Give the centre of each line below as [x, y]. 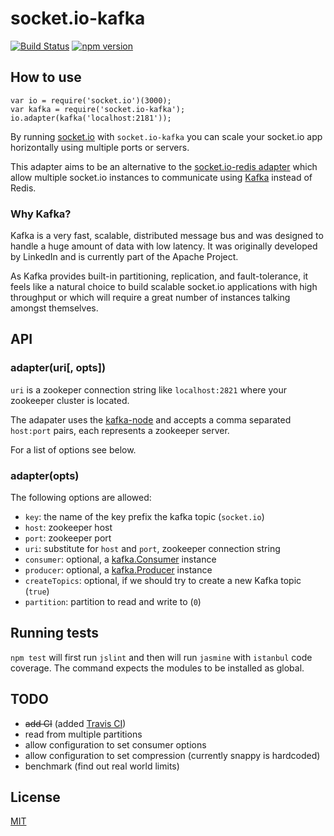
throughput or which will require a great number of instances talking [150, 298]
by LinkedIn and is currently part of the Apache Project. [124, 257]
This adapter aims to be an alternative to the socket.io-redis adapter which [164, 166]
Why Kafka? [41, 214]
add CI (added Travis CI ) [75, 723]
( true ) [37, 591]
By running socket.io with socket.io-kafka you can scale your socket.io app [166, 136]
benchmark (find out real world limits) [102, 766]
